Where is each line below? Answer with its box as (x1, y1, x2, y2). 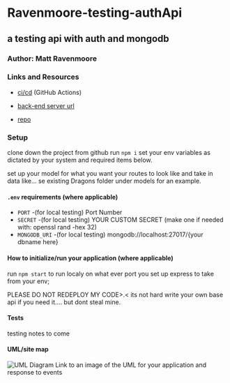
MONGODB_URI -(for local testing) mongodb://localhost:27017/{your (17, 230, 204, 239)
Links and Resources (7, 72, 79, 82)
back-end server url (17, 101, 75, 110)
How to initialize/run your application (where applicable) (7, 253, 174, 262)
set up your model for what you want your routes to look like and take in (7, 170, 214, 178)
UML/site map (7, 345, 49, 354)
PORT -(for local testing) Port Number (17, 208, 123, 217)
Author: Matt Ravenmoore (7, 54, 98, 63)
